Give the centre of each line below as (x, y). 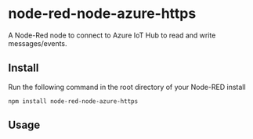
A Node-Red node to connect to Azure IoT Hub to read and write (112, 35)
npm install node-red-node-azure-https (73, 101)
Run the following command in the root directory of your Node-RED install (127, 87)
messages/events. (38, 43)
